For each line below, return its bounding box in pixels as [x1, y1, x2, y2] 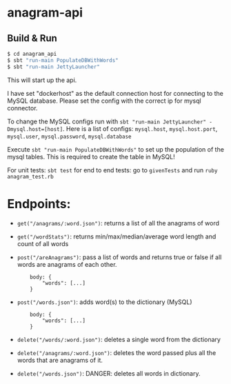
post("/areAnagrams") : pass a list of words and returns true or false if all [17, 253, 222, 261]
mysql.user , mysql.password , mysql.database [7, 132, 132, 140]
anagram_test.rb [7, 173, 54, 180]
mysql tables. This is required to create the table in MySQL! [7, 152, 175, 161]
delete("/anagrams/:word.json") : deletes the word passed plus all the [17, 348, 217, 356]
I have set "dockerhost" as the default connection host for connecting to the [7, 89, 224, 97]
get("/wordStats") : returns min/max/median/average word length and [17, 232, 217, 241]
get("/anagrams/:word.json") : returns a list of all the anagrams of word [17, 219, 219, 227]
